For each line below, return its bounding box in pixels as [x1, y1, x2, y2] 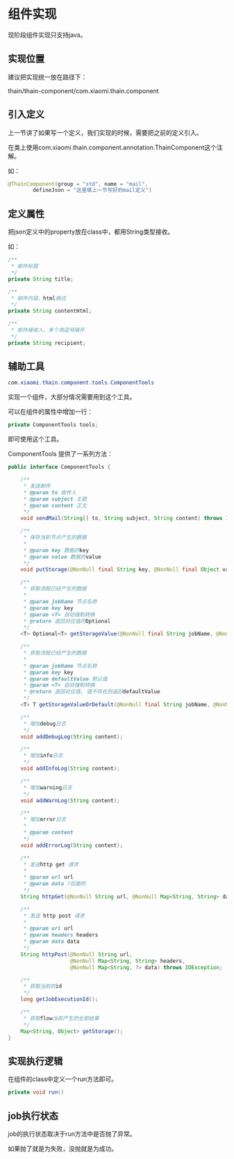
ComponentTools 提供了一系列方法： [8, 450, 114, 458]
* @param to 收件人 [23, 489, 77, 496]
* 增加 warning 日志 [23, 784, 72, 791]
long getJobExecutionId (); [20, 996, 99, 1003]
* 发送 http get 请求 [23, 861, 79, 868]
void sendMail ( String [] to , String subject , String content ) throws [20, 515, 223, 522]
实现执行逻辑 [8, 1055, 63, 1067]
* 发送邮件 [23, 483, 51, 489]
